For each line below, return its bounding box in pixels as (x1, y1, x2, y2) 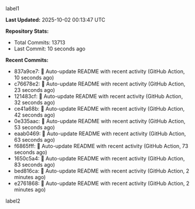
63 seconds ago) (13, 136, 55, 143)
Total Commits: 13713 (13, 39, 66, 46)
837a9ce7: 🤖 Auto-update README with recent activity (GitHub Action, (13, 68, 185, 75)
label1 (5, 5, 20, 12)
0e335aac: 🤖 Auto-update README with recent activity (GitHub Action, (13, 118, 186, 125)
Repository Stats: (5, 28, 49, 35)
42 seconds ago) (13, 111, 56, 118)
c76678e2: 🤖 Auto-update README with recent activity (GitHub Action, (13, 80, 186, 87)
